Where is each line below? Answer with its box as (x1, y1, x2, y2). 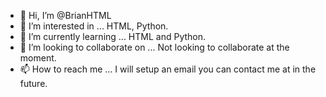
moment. (19, 52, 57, 64)
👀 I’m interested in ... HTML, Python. (19, 20, 169, 32)
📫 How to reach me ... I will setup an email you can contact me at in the (19, 63, 317, 75)
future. (19, 78, 48, 89)
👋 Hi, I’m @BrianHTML (19, 10, 112, 21)
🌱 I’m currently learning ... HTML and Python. (19, 31, 207, 42)
